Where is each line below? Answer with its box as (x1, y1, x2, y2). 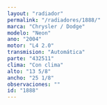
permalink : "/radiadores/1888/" (7, 17, 101, 23)
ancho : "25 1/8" (7, 74, 54, 82)
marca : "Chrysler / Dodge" (7, 23, 85, 30)
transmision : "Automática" (7, 49, 85, 56)
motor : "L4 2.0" (7, 42, 54, 49)
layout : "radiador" (7, 10, 64, 17)
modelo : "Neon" (7, 29, 51, 37)
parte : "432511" (7, 55, 54, 62)
